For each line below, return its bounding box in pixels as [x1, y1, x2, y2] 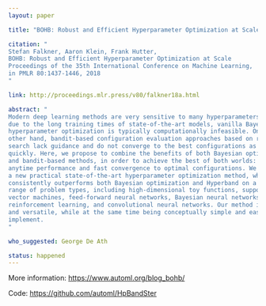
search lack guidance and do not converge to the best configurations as [8, 142, 257, 150]
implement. [8, 215, 44, 224]
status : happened [8, 251, 66, 259]
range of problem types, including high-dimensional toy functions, [8, 187, 239, 195]
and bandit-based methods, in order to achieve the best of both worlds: [8, 157, 257, 164]
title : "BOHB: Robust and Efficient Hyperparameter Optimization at [8, 25, 239, 34]
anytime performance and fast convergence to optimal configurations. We [8, 164, 257, 172]
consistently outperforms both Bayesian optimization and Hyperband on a [8, 179, 257, 187]
